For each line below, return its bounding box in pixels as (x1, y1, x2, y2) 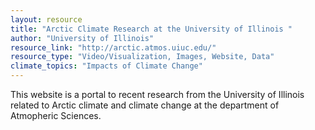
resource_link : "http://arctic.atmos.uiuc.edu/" (10, 42, 217, 53)
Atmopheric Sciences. (10, 110, 102, 121)
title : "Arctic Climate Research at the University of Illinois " (10, 24, 293, 34)
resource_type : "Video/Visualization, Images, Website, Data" (10, 52, 275, 62)
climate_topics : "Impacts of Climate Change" (10, 61, 203, 71)
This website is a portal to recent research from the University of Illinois (10, 89, 305, 100)
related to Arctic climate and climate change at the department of (10, 99, 280, 111)
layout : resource (10, 14, 83, 25)
